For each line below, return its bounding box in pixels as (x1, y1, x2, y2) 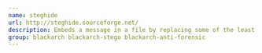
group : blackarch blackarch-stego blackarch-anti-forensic (8, 33, 206, 41)
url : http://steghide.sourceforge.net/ (8, 19, 139, 26)
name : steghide (8, 11, 58, 19)
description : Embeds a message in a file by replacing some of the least (8, 26, 256, 34)
